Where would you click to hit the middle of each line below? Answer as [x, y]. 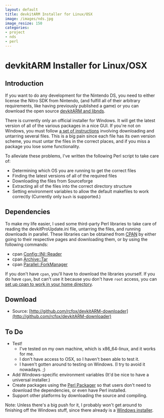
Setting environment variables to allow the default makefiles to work [80, 191]
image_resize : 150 [24, 23]
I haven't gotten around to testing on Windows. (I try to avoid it [82, 364]
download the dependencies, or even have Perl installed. [69, 390]
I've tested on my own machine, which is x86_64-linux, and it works [87, 349]
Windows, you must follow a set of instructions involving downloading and [80, 131]
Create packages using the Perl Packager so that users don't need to [82, 385]
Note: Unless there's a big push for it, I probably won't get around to [74, 405]
